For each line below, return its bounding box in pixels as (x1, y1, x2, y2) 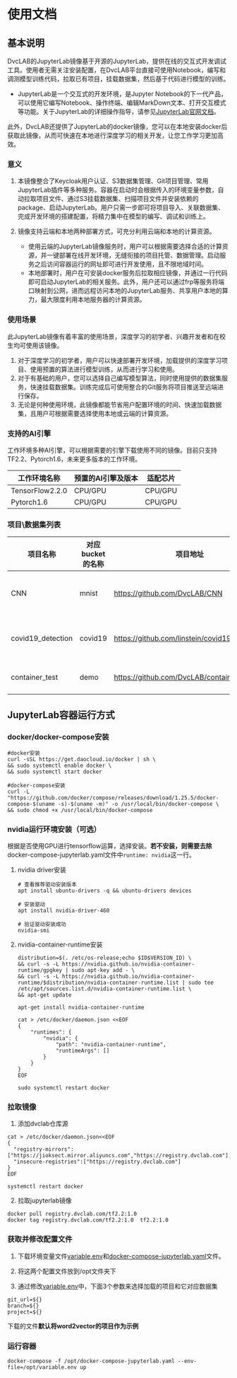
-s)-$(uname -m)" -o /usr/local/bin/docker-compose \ (57, 800, 219, 807)
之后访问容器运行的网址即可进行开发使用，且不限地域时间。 (34, 260, 208, 269)
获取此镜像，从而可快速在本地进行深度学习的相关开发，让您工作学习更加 (7, 132, 217, 139)
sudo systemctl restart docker (17, 1084, 110, 1092)
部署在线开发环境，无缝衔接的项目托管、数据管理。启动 (59, 251, 220, 260)
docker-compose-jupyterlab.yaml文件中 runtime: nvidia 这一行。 (7, 850, 195, 859)
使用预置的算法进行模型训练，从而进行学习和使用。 (30, 365, 178, 374)
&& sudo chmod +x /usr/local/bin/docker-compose (7, 806, 153, 814)
